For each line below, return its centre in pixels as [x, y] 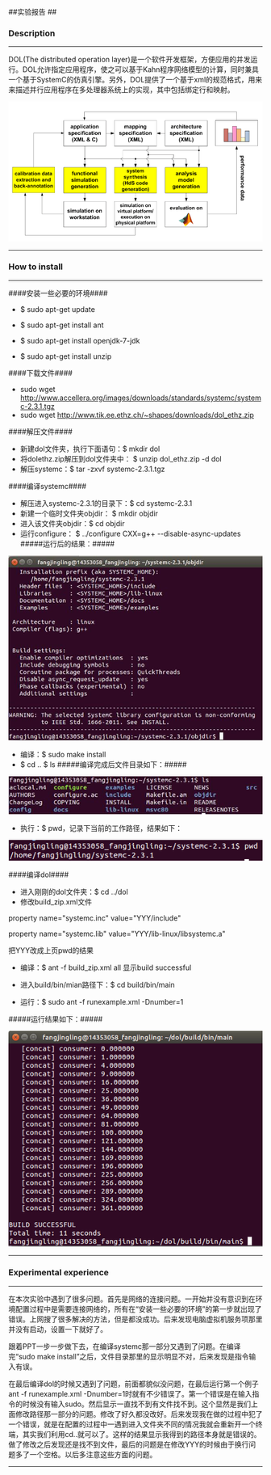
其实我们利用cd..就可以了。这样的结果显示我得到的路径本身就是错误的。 [142, 1434]
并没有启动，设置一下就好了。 [58, 1329]
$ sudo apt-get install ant [62, 325]
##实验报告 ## [33, 12]
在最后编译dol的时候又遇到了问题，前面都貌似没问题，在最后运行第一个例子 [134, 1384]
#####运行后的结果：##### [67, 543]
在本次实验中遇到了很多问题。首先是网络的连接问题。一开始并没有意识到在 [132, 1299]
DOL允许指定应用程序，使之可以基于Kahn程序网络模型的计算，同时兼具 [141, 70]
